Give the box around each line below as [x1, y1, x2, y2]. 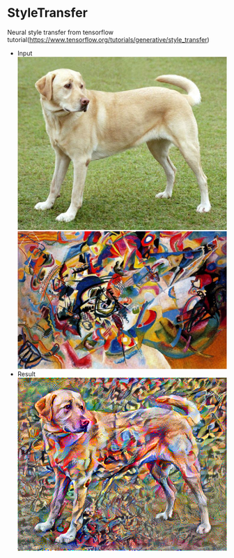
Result [17, 369, 36, 378]
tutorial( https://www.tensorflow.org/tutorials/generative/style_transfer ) [7, 35, 210, 43]
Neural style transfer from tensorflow [7, 28, 114, 36]
